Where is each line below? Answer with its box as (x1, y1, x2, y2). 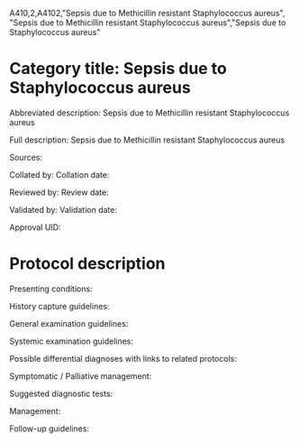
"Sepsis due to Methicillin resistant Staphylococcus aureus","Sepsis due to (9, 17, 286, 28)
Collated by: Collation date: (9, 169, 110, 180)
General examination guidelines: (9, 318, 129, 328)
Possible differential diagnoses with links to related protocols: (9, 353, 237, 364)
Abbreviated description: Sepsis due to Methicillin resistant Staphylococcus (9, 107, 290, 118)
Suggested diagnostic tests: (9, 388, 113, 399)
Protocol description (9, 254, 166, 274)
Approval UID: (9, 221, 61, 233)
